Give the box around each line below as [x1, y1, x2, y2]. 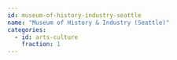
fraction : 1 [21, 41, 61, 48]
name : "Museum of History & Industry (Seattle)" [7, 19, 170, 26]
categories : [7, 26, 46, 34]
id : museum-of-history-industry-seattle [7, 11, 142, 19]
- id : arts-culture [14, 33, 79, 41]
